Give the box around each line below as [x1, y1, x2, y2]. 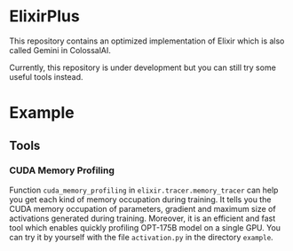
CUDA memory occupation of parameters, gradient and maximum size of [9, 203, 277, 214]
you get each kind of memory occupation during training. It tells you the [9, 193, 272, 205]
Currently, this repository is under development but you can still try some [9, 62, 277, 73]
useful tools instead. [9, 71, 83, 82]
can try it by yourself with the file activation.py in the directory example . [9, 231, 273, 242]
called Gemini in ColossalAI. [9, 44, 111, 55]
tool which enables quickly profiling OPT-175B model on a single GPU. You [9, 222, 281, 232]
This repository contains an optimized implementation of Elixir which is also [9, 35, 285, 46]
